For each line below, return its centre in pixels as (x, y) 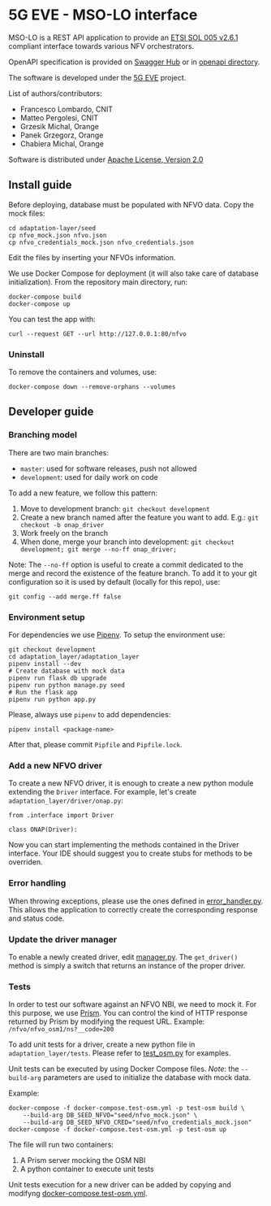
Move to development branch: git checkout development (115, 508)
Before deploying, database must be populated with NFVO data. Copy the (131, 204)
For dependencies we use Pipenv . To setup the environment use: (117, 635)
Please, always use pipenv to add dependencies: (90, 715)
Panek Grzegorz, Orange (62, 135)
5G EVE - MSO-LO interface (103, 15)
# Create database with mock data (67, 671)
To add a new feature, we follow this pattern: (83, 493)
